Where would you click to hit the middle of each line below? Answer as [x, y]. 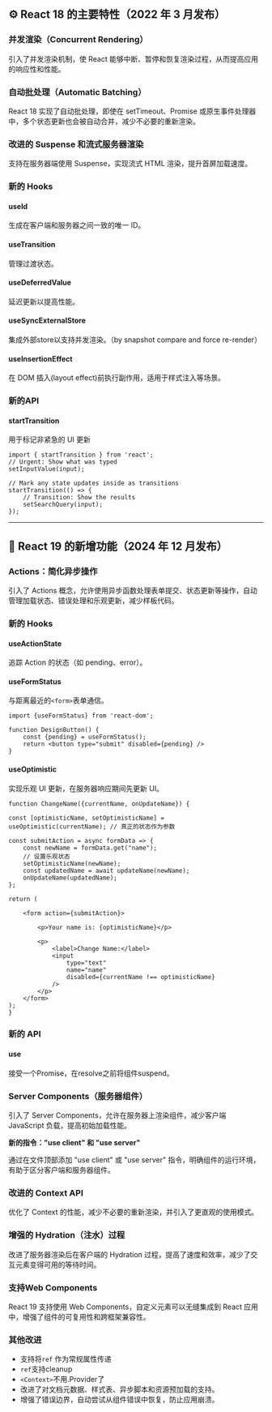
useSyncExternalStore [47, 321]
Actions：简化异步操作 [53, 571]
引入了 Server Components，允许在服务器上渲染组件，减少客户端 [117, 1115]
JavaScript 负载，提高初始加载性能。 [70, 1125]
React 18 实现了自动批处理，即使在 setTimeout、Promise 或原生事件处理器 [132, 111]
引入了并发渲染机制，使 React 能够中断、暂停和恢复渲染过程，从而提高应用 [134, 58]
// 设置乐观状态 [47, 856]
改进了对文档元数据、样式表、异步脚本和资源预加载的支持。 [119, 1389]
